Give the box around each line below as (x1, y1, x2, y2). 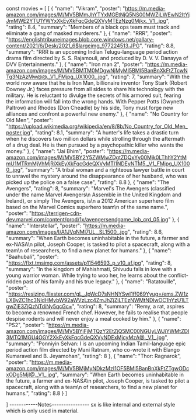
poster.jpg (6, 129, 30, 136)
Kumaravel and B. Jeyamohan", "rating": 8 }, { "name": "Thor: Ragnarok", (6, 353, 181, 359)
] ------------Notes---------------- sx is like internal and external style (6, 401, 176, 408)
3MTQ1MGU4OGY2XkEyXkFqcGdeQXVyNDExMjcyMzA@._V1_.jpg (6, 334, 165, 341)
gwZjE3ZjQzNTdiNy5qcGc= (6, 303, 72, 310)
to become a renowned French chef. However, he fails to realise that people (6, 309, 188, 316)
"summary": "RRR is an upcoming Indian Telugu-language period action (6, 48, 178, 55)
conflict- (168, 272, 188, 279)
